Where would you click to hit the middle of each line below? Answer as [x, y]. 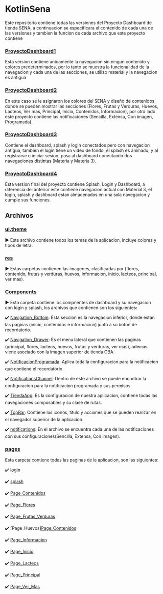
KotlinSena [28, 9]
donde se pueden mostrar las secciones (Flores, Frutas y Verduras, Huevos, [82, 106]
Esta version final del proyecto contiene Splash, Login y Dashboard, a [75, 184]
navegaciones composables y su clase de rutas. [54, 403]
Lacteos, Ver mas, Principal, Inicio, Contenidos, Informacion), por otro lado [80, 111]
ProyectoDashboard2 [31, 90]
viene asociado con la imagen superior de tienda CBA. [60, 352]
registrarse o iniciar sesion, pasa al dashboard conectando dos [69, 155]
